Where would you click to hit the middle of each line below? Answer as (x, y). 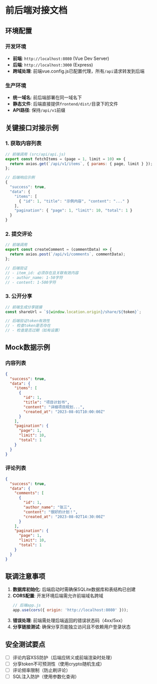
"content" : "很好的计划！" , (51, 512)
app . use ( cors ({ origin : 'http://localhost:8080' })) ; (70, 610)
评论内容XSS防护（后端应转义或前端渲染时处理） (64, 657)
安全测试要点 (25, 644)
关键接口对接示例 (32, 128)
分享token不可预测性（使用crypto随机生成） (58, 664)
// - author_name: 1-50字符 (34, 278)
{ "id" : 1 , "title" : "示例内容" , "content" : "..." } (74, 201)
